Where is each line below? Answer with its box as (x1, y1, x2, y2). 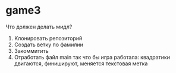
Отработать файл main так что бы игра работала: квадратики (14, 53, 171, 61)
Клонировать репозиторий (14, 34, 83, 42)
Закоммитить (14, 47, 49, 54)
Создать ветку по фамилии (14, 41, 84, 48)
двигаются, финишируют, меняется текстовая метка (14, 60, 148, 67)
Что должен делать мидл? (5, 23, 73, 30)
